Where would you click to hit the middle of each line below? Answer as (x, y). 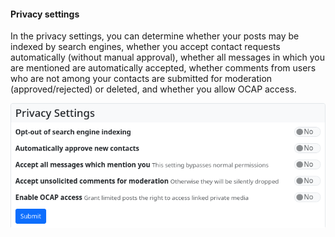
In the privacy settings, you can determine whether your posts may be (155, 36)
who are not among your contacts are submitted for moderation (141, 79)
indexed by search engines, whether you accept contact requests (145, 47)
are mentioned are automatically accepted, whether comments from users (163, 68)
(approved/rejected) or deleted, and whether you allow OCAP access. (153, 89)
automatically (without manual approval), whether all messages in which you (167, 57)
